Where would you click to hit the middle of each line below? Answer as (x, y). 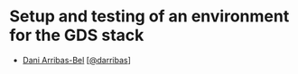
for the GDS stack (77, 35)
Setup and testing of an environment (149, 16)
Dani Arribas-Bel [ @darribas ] (76, 60)
